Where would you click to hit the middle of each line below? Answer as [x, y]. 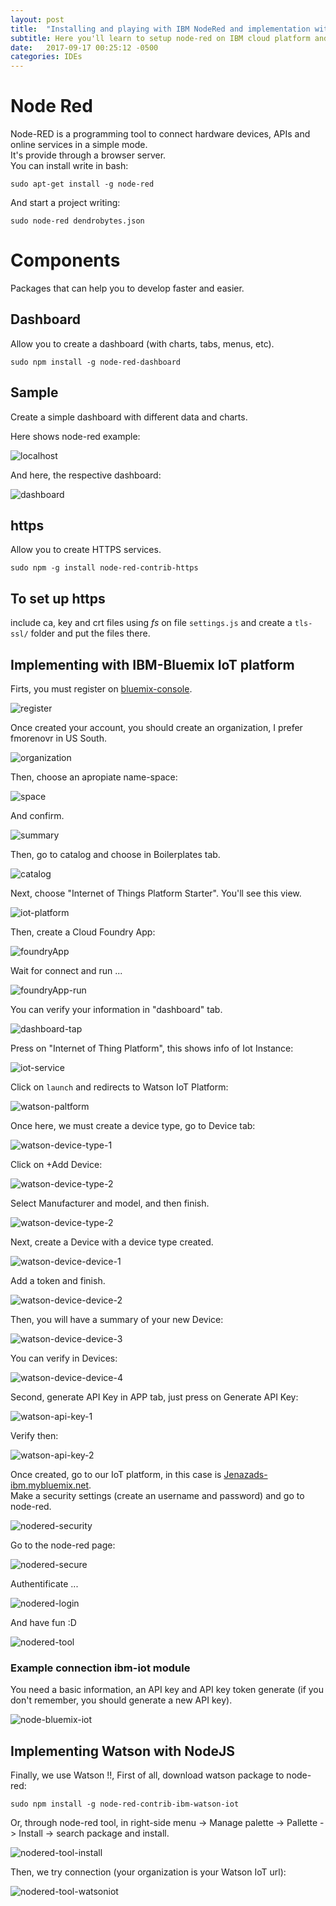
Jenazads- [245, 1475]
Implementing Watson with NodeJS [122, 1751]
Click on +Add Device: [56, 1165]
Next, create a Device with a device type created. [112, 1242]
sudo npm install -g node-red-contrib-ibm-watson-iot [125, 1804]
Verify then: [34, 1436]
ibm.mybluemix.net [50, 1485]
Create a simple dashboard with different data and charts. [129, 417]
